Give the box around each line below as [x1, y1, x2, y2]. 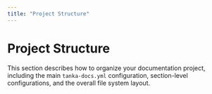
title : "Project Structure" [7, 10, 90, 18]
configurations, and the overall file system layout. [7, 79, 151, 87]
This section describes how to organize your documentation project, [7, 64, 206, 72]
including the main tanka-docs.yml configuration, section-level [7, 71, 188, 79]
